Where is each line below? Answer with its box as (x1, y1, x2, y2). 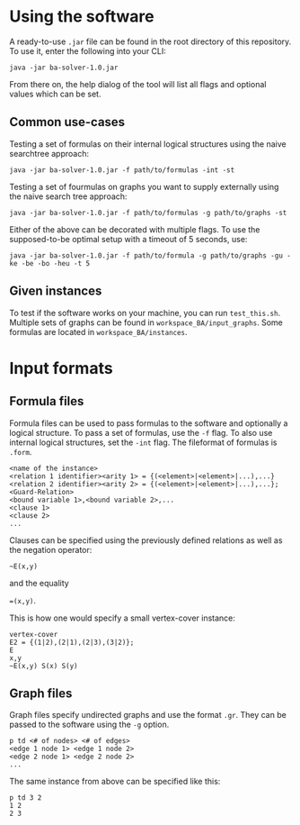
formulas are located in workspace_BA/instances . (9, 326, 188, 337)
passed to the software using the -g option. (9, 719, 170, 730)
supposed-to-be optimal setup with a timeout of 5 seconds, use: (9, 233, 248, 244)
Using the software (9, 6, 154, 27)
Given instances (9, 284, 102, 299)
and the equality (9, 577, 69, 588)
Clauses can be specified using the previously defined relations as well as (9, 534, 283, 546)
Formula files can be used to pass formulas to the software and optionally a (9, 417, 288, 429)
